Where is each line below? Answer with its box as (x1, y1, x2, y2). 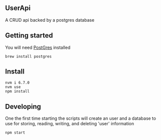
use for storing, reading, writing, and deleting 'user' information (5, 121, 134, 127)
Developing (5, 102, 41, 110)
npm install (5, 89, 30, 94)
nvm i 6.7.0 (5, 80, 30, 85)
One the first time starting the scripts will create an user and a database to (5, 115, 157, 121)
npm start (5, 130, 26, 135)
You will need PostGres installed (5, 44, 71, 50)
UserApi (5, 4, 31, 12)
